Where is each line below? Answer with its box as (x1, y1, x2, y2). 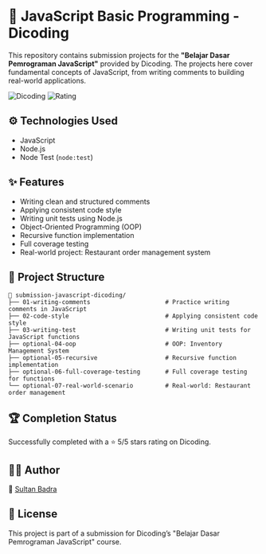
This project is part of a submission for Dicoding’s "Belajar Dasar (8, 529, 221, 538)
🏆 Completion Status (8, 412, 117, 425)
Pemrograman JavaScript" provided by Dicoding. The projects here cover (8, 59, 253, 68)
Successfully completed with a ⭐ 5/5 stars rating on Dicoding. (8, 437, 211, 447)
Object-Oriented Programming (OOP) (19, 222, 142, 232)
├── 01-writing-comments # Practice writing (8, 298, 229, 306)
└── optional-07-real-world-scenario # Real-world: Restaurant (8, 382, 251, 390)
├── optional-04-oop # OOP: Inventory (8, 340, 223, 349)
